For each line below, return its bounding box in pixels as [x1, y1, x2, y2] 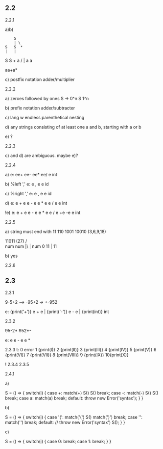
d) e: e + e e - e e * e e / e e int [5, 200, 68, 206]
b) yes [5, 253, 18, 259]
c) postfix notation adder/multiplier [5, 76, 75, 82]
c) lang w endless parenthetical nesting [5, 114, 85, 120]
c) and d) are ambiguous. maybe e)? [5, 152, 78, 158]
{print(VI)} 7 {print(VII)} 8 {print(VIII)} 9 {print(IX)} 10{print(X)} [5, 352, 129, 358]
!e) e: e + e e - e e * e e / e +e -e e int [5, 210, 81, 215]
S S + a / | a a [5, 57, 33, 63]
